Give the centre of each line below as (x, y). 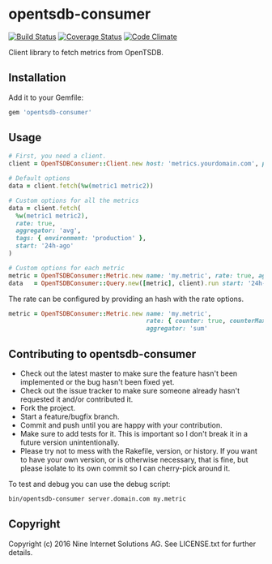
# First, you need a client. (57, 156)
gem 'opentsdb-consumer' (50, 112)
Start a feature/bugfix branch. (70, 416)
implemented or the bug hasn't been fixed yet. (97, 382)
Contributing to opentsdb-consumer (102, 354)
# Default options (39, 179)
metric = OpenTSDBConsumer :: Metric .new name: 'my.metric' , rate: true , (132, 276)
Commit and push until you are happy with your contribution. (121, 425)
